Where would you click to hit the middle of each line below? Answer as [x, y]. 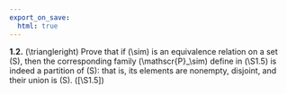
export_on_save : [40, 17]
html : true [38, 26]
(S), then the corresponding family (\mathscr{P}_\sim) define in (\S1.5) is [143, 61]
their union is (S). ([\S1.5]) [57, 80]
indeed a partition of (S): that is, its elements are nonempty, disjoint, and [143, 70]
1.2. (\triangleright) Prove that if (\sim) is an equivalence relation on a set [144, 51]
